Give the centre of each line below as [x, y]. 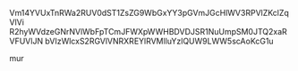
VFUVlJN [26, 41]
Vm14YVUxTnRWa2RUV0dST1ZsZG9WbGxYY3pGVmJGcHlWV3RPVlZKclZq [149, 13]
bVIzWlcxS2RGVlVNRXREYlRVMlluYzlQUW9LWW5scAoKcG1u [159, 41]
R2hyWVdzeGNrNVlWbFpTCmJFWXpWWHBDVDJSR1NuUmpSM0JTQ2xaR [149, 32]
